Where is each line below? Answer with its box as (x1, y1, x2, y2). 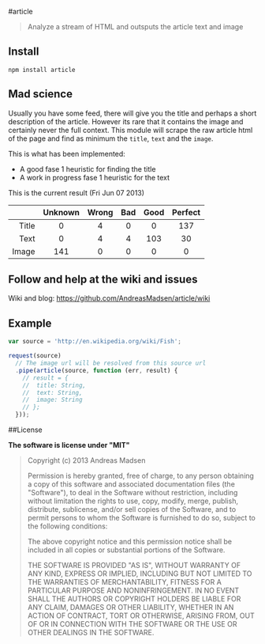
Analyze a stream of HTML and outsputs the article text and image (27, 22, 244, 31)
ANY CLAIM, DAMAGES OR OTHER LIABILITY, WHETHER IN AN (27, 603, 234, 612)
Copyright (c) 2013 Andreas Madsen (27, 456, 146, 465)
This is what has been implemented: (8, 149, 126, 158)
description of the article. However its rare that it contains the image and (8, 116, 244, 126)
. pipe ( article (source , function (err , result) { (15, 366, 178, 374)
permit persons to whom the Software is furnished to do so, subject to (27, 513, 256, 522)
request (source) (8, 352, 62, 360)
